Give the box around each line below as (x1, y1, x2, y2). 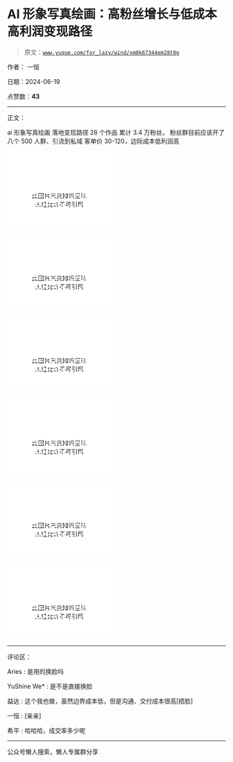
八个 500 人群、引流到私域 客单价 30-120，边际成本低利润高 (7, 137, 180, 145)
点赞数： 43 (7, 92, 40, 101)
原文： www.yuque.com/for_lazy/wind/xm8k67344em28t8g (24, 48, 180, 56)
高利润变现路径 (7, 24, 93, 40)
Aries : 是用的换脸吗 (7, 667, 64, 675)
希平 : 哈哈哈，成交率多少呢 (7, 726, 85, 734)
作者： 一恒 (7, 62, 40, 71)
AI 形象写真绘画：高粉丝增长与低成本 (7, 6, 217, 22)
